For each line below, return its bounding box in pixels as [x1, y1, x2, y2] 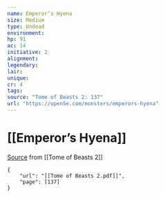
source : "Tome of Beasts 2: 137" [7, 94, 104, 101]
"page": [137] [19, 178, 60, 186]
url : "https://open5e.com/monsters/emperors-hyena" [7, 100, 159, 107]
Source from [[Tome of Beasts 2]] [7, 153, 104, 161]
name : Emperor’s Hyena [7, 10, 72, 17]
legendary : [7, 62, 39, 69]
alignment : [7, 55, 39, 62]
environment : [7, 29, 45, 37]
